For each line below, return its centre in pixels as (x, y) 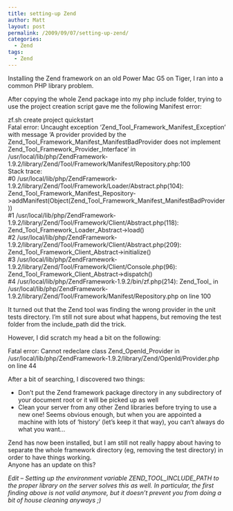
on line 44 (22, 365)
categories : (25, 39)
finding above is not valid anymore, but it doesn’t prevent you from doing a (115, 492)
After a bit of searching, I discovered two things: (76, 379)
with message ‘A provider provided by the (67, 134)
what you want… (41, 429)
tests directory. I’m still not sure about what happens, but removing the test (115, 317)
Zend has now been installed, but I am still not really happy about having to (114, 443)
